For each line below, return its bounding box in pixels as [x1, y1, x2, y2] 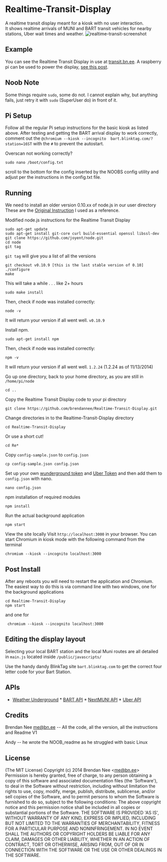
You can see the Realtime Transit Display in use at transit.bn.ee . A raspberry [5, 59, 162, 65]
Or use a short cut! [5, 433, 44, 439]
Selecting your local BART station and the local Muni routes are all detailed [5, 648, 159, 654]
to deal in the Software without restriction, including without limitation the [5, 783, 156, 789]
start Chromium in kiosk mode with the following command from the [5, 536, 145, 542]
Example [5, 45, 33, 54]
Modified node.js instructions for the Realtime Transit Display [5, 217, 131, 223]
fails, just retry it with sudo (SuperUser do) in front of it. [5, 97, 118, 103]
